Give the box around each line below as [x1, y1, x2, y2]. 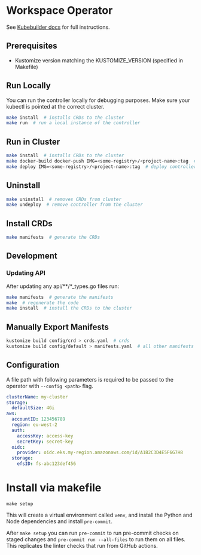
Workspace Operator [6, 4, 113, 17]
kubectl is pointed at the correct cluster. [6, 103, 105, 110]
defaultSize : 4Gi [11, 405, 55, 411]
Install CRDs [6, 218, 53, 229]
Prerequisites [6, 41, 57, 51]
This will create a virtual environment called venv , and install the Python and [6, 511, 193, 518]
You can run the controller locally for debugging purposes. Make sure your [6, 97, 190, 104]
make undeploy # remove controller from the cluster [6, 202, 144, 208]
